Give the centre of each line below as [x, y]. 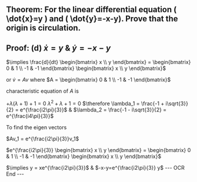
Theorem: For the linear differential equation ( [91, 10]
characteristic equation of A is [43, 91]
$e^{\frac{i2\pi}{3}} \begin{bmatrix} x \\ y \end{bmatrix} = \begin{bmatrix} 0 [98, 150]
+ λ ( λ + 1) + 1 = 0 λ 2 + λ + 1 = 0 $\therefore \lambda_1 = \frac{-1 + [85, 103]
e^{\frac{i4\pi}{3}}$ [30, 116]
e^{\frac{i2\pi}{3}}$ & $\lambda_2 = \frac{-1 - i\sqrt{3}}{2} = [93, 109]
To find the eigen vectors [36, 127]
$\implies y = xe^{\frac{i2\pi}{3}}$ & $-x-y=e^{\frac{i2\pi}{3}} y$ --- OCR [96, 167]
